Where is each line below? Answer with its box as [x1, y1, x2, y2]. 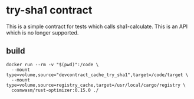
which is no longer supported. [6, 29, 79, 36]
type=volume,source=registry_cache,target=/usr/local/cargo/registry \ [6, 82, 186, 88]
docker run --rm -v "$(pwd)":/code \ [6, 62, 99, 67]
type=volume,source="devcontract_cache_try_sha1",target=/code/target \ [6, 71, 189, 78]
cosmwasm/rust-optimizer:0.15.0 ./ [11, 87, 99, 93]
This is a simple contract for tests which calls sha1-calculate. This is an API [6, 23, 188, 30]
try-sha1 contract [6, 4, 93, 17]
